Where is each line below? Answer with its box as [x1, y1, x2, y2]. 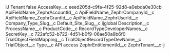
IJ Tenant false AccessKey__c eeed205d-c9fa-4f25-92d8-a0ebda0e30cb [5, 4, 162, 10]
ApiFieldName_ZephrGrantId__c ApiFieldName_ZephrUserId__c [5, 15, 139, 21]
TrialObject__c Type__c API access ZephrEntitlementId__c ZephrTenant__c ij [5, 42, 165, 48]
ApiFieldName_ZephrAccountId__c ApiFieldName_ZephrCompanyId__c [5, 9, 155, 15]
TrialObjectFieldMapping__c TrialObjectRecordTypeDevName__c [5, 37, 142, 42]
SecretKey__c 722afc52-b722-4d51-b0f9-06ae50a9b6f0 [5, 31, 126, 37]
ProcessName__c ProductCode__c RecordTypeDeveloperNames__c [5, 25, 148, 32]
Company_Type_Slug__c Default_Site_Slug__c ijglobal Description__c [5, 20, 149, 26]
